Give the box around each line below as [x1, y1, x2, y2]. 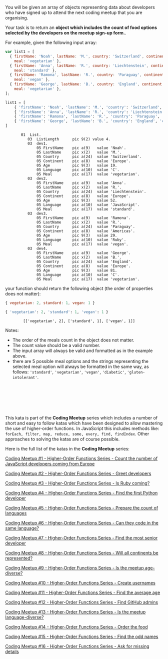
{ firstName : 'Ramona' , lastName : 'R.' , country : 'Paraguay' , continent [9, 72, 164, 77]
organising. [5, 15, 28, 20]
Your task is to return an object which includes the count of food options [5, 24, 157, 30]
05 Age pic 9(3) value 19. [36, 163, 117, 168]
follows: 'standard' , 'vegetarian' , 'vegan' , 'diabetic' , [12, 368, 126, 374]
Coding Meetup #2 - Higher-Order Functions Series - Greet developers [5, 470, 151, 476]
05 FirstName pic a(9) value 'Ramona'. [36, 215, 131, 220]
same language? [5, 525, 39, 531]
